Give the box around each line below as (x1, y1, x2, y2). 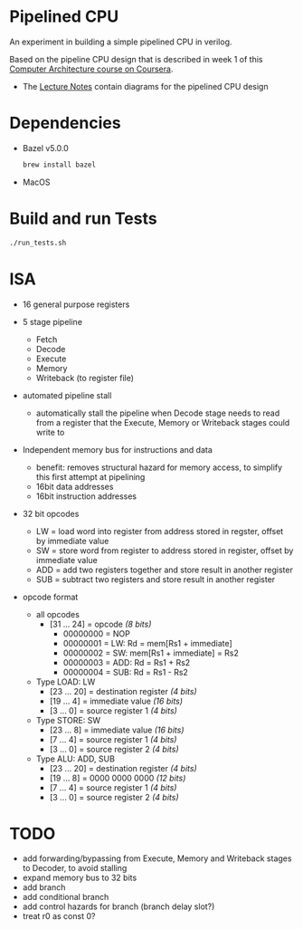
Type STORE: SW (35, 714, 101, 725)
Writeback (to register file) (35, 372, 134, 383)
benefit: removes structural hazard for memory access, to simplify (35, 462, 283, 473)
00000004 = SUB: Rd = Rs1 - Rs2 (62, 666, 188, 677)
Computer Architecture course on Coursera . (9, 63, 174, 74)
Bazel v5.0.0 (22, 142, 70, 153)
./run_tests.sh (9, 238, 67, 247)
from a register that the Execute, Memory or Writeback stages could (35, 417, 290, 427)
